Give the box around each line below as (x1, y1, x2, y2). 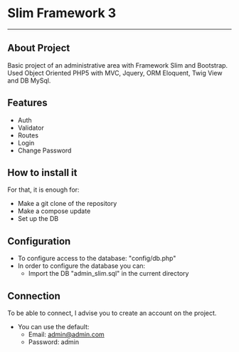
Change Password (17, 146, 72, 155)
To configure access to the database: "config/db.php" (17, 254, 176, 263)
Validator (17, 123, 44, 132)
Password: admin (28, 338, 80, 346)
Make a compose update (17, 207, 91, 215)
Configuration (7, 235, 71, 247)
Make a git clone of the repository (17, 200, 117, 208)
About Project (7, 42, 70, 54)
